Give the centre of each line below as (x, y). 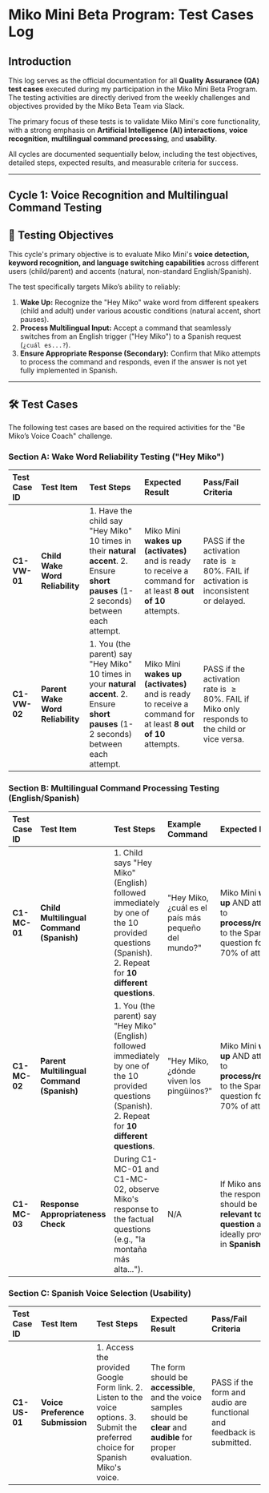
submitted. (231, 1442)
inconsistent (226, 591)
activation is (226, 581)
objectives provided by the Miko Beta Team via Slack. (96, 106)
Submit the (116, 1427)
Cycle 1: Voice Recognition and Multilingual (118, 195)
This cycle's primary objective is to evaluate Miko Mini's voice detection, (129, 255)
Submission (64, 1422)
